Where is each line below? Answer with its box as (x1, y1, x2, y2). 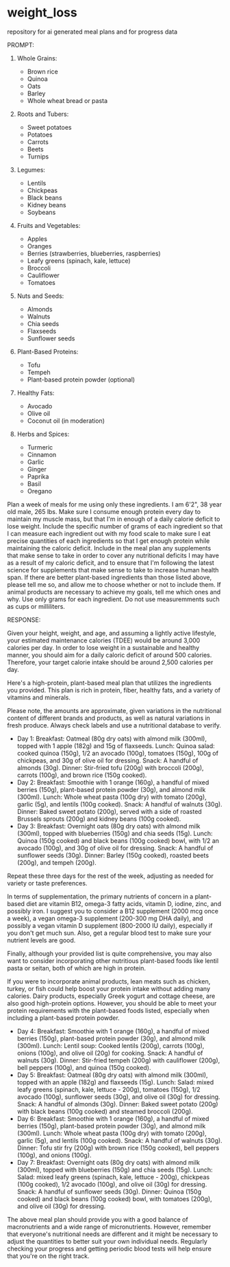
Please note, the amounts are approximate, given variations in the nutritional (7, 706, 222, 714)
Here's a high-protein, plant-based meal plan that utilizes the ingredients (7, 678, 212, 687)
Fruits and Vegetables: (16, 221, 81, 229)
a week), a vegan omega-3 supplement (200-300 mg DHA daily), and (7, 914, 203, 922)
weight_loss (7, 5, 77, 21)
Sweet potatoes (27, 123, 72, 131)
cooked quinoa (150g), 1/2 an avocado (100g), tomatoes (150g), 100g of (16, 749, 219, 757)
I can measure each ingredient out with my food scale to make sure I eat (7, 529, 211, 537)
